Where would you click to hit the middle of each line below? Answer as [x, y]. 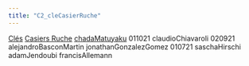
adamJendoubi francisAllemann [60, 55]
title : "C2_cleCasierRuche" [55, 16]
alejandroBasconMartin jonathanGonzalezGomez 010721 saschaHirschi [124, 47]
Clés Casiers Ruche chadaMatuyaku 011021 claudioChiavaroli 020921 [122, 38]
